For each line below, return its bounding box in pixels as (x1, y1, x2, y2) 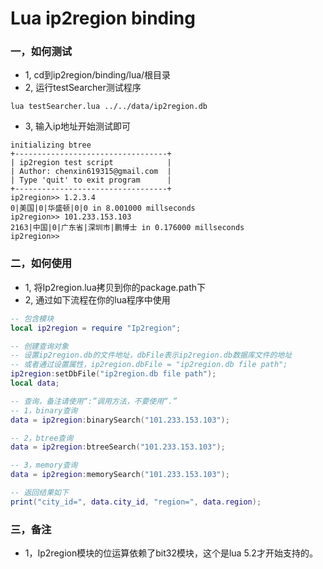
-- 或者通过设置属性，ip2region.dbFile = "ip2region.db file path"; (10, 360, 288, 370)
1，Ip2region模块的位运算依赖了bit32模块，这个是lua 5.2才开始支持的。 (24, 547, 318, 559)
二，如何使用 (10, 257, 73, 271)
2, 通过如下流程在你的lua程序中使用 (24, 293, 171, 306)
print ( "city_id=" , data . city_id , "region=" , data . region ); (10, 497, 262, 507)
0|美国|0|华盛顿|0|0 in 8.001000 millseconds (10, 203, 196, 214)
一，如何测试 (10, 45, 73, 59)
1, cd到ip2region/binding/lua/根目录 (24, 69, 172, 81)
